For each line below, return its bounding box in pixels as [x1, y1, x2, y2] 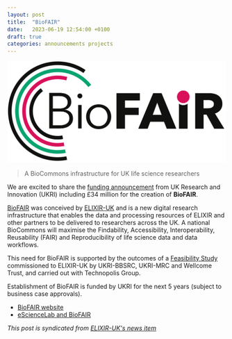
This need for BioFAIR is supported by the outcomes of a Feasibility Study [7, 254, 218, 262]
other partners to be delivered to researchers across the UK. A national [7, 218, 210, 226]
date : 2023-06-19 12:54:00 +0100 [7, 26, 110, 33]
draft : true [7, 33, 42, 40]
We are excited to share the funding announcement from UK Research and [7, 183, 221, 191]
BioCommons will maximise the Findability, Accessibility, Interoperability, [7, 226, 215, 234]
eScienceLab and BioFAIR [17, 310, 92, 319]
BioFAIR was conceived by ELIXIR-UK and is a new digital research [7, 204, 198, 212]
